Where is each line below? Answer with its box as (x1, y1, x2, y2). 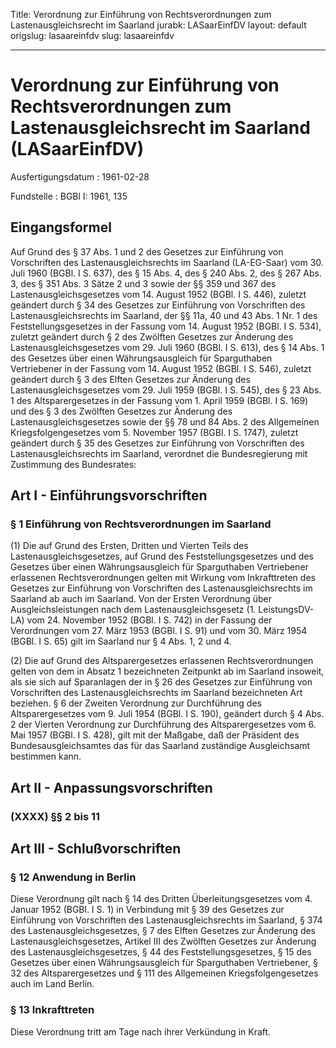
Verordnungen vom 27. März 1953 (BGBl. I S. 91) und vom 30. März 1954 (10, 625, 308, 637)
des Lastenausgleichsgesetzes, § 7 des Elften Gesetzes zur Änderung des (10, 925, 317, 937)
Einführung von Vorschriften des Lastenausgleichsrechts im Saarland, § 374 (10, 914, 323, 926)
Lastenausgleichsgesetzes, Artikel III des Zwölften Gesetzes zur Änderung (10, 935, 317, 948)
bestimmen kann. (10, 750, 82, 763)
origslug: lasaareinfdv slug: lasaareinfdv (10, 30, 175, 41)
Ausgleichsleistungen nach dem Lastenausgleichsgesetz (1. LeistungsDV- (10, 604, 315, 616)
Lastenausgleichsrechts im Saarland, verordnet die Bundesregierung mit (10, 447, 308, 459)
